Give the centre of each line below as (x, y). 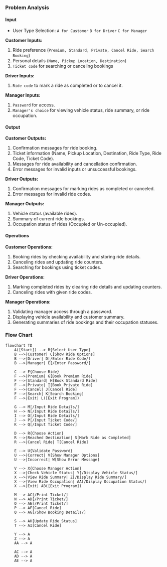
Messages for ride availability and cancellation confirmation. (75, 164)
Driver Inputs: (20, 76)
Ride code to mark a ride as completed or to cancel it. (67, 86)
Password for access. (34, 105)
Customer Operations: (29, 247)
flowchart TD (19, 345)
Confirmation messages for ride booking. (55, 148)
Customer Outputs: (26, 138)
